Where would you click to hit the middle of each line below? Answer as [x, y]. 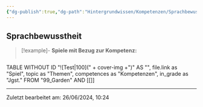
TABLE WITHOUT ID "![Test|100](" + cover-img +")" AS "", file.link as [92, 67]
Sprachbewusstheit [44, 36]
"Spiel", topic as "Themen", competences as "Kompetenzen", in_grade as [97, 74]
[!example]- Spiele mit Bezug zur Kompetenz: [79, 50]
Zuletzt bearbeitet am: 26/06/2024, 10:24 [58, 97]
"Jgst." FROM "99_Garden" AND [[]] [50, 80]
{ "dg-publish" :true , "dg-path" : [46, 12]
